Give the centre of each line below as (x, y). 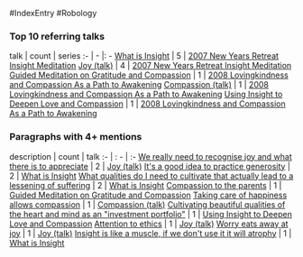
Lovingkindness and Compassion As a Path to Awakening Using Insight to (146, 95)
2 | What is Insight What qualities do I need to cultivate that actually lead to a (151, 176)
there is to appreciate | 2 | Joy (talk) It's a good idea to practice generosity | (150, 166)
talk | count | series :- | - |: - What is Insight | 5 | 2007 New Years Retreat (144, 56)
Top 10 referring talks (57, 36)
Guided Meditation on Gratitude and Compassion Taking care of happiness (148, 195)
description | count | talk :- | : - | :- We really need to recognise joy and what (151, 156)
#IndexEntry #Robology (53, 13)
